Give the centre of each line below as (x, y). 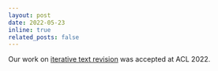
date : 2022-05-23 (37, 23)
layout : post (30, 15)
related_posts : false (44, 37)
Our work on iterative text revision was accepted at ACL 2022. (109, 59)
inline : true (30, 30)
